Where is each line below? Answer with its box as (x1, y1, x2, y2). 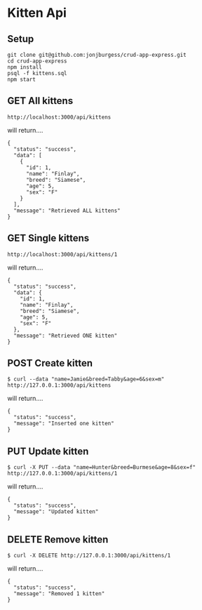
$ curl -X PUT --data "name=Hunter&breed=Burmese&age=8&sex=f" (7, 464, 196, 471)
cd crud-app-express (7, 58, 68, 65)
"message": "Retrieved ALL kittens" (13, 207, 121, 214)
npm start (7, 76, 36, 83)
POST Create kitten (7, 357, 93, 369)
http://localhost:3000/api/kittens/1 (7, 251, 118, 258)
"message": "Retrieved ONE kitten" (13, 332, 118, 339)
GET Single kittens (7, 232, 90, 244)
